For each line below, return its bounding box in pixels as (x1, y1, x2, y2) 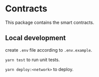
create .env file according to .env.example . (5, 47, 93, 53)
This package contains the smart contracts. (5, 19, 95, 25)
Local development (5, 34, 66, 42)
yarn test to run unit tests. (5, 57, 60, 63)
